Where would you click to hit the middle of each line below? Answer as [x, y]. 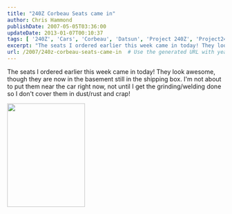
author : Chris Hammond [40, 20]
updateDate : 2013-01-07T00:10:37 [55, 33]
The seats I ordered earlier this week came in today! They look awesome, [111, 71]
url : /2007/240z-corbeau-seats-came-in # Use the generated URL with [111, 52]
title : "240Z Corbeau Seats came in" [61, 13]
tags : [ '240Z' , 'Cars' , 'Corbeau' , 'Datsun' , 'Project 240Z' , [100, 39]
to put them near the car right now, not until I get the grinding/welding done [114, 86]
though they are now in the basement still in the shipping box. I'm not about [114, 79]
